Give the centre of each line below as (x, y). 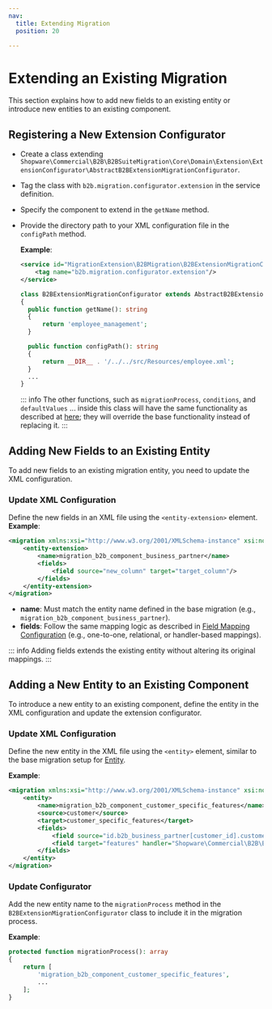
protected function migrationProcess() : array (88, 952)
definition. (37, 194)
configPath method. (53, 234)
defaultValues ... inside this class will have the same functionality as (134, 408)
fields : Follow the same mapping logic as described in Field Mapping (135, 626)
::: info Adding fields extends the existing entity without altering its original (132, 651)
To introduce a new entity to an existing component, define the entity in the (134, 705)
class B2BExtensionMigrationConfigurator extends (106, 294)
